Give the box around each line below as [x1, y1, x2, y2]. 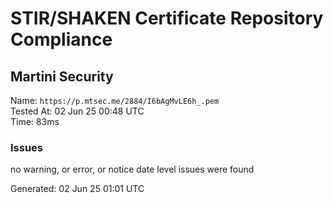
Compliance [10, 28, 113, 51]
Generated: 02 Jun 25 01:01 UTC [10, 183, 145, 195]
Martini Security [10, 68, 114, 85]
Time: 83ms [10, 116, 60, 127]
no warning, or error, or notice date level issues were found [10, 163, 255, 176]
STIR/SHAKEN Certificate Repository [10, 7, 324, 30]
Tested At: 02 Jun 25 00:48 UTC [10, 105, 145, 117]
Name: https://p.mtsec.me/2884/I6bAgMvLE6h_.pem [10, 95, 220, 106]
